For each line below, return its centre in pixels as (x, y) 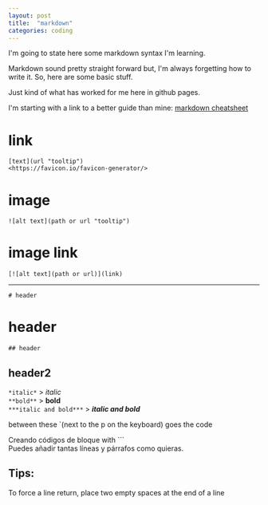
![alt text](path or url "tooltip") (69, 221)
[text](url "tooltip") (46, 162)
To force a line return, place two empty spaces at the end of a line (116, 492)
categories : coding (41, 30)
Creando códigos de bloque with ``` (67, 440)
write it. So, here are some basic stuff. (71, 77)
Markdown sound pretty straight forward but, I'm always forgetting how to (130, 69)
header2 (30, 373)
